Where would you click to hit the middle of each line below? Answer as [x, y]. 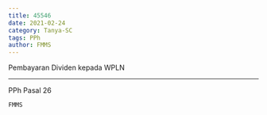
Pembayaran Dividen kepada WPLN [67, 67]
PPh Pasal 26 [30, 90]
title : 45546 [30, 15]
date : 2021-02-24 [37, 23]
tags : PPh [25, 38]
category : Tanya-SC [41, 30]
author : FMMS [30, 45]
